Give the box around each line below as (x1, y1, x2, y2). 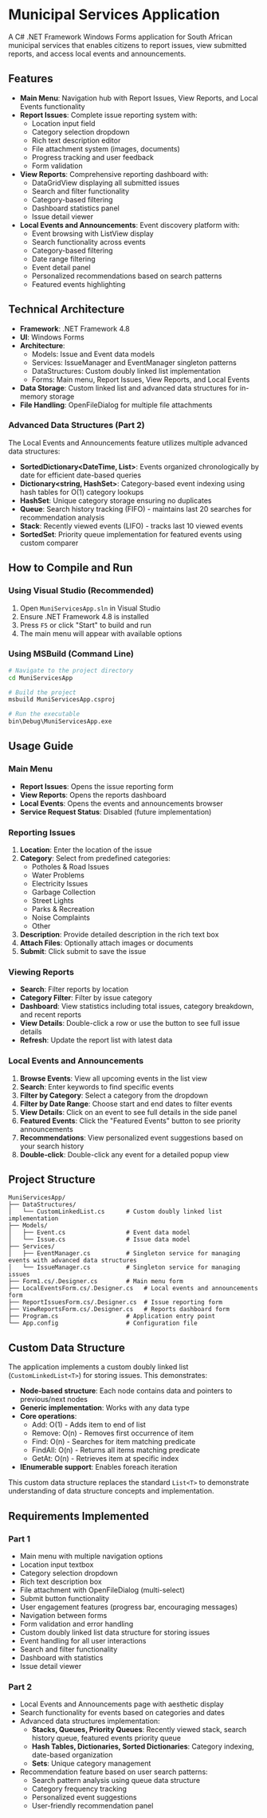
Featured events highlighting (31, 279, 126, 289)
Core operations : (19, 1412, 77, 1421)
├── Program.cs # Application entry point (8, 1313, 216, 1321)
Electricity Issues (31, 879, 88, 889)
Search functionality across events (31, 237, 146, 246)
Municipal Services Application (8, 6, 221, 24)
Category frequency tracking (31, 1784, 128, 1794)
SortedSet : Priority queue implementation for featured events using (19, 529, 242, 539)
